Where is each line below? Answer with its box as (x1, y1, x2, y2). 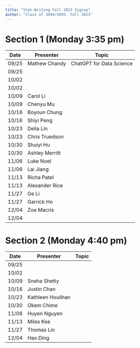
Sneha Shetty (27, 277, 59, 284)
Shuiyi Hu (27, 141, 50, 148)
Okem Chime (27, 302, 58, 309)
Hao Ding (27, 334, 49, 341)
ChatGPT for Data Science (70, 60, 133, 67)
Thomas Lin (27, 326, 55, 333)
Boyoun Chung (27, 109, 62, 116)
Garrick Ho (27, 198, 53, 205)
